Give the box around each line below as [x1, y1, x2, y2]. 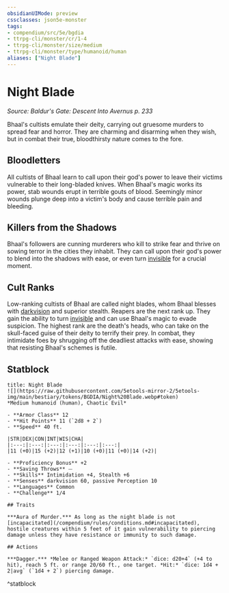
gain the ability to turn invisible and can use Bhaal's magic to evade [7, 315, 197, 323]
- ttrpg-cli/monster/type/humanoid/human [7, 49, 127, 56]
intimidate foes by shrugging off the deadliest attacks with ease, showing [7, 337, 213, 345]
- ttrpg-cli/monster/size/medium [7, 42, 103, 49]
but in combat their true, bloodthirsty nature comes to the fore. [7, 134, 184, 143]
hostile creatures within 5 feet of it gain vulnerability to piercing [7, 525, 215, 532]
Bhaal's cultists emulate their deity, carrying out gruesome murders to [7, 120, 204, 128]
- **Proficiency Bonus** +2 [7, 459, 87, 466]
